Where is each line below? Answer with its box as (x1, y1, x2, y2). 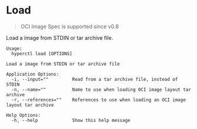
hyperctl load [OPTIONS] (11, 50, 73, 56)
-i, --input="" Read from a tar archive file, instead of (11, 76, 178, 82)
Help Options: (6, 112, 41, 118)
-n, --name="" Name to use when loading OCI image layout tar (11, 86, 192, 93)
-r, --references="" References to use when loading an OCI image (11, 97, 186, 103)
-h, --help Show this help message (11, 117, 131, 123)
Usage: (6, 45, 22, 52)
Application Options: (6, 71, 60, 77)
